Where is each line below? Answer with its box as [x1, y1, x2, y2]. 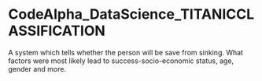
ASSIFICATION [8, 22, 106, 40]
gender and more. [8, 64, 67, 73]
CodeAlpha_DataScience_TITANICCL [8, 5, 255, 23]
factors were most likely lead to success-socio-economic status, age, [8, 56, 234, 65]
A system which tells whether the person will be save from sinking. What [8, 48, 244, 57]
